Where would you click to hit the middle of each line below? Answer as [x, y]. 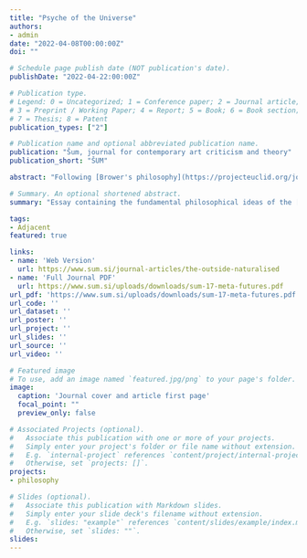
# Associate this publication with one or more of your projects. [143, 438]
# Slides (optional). [51, 497]
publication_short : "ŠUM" [58, 161]
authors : [26, 26]
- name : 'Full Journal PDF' [63, 278]
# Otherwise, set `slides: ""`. [75, 531]
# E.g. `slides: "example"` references [90, 522]
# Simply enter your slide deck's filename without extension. [136, 514]
